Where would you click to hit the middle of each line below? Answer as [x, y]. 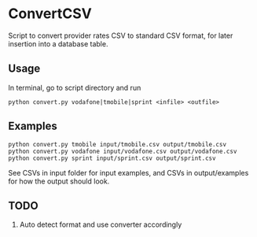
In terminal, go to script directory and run [75, 87]
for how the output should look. [59, 181]
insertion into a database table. [58, 43]
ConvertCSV [50, 14]
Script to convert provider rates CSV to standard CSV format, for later [121, 35]
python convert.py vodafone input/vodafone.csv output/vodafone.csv [123, 151]
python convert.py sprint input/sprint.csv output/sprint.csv [112, 158]
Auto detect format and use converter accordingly [101, 224]
